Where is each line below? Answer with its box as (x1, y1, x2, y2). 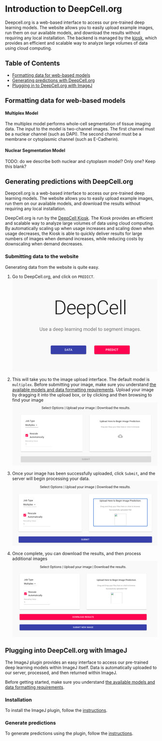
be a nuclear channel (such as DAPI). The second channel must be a (5, 131, 142, 137)
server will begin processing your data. (12, 476, 90, 481)
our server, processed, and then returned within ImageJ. (5, 670, 118, 675)
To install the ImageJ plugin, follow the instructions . (5, 708, 108, 713)
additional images (12, 556, 47, 561)
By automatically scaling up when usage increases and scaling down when (5, 226, 154, 231)
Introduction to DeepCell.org (5, 3, 122, 15)
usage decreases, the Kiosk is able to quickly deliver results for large (5, 231, 143, 236)
